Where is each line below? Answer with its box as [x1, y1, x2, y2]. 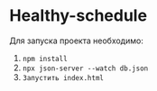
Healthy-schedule [9, 5, 147, 26]
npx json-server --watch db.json [22, 64, 149, 73]
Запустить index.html [22, 73, 104, 82]
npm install [22, 54, 68, 63]
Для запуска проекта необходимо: [9, 35, 144, 46]
